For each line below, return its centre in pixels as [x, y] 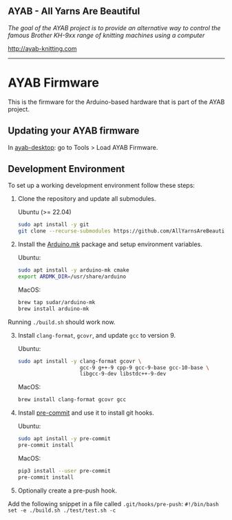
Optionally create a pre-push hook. [67, 490]
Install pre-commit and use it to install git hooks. [86, 413]
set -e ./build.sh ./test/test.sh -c [62, 510]
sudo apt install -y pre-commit [64, 439]
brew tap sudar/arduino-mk [56, 302]
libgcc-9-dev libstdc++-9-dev [123, 374]
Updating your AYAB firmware [74, 131]
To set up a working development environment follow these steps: [102, 186]
